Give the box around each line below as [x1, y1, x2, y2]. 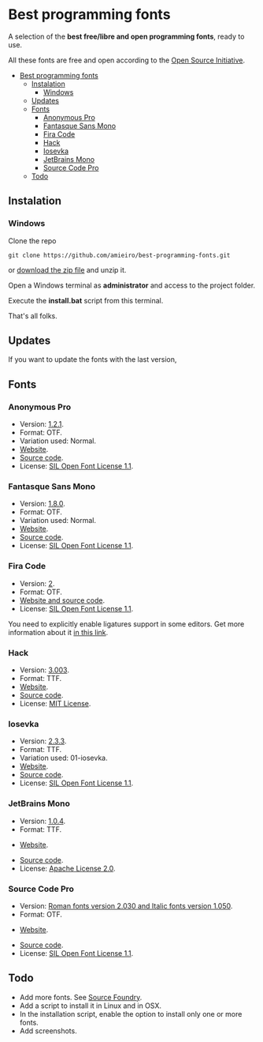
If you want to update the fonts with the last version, [8, 355, 177, 364]
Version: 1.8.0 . [19, 499, 65, 509]
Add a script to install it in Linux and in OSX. [19, 1001, 161, 1010]
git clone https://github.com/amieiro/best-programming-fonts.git [8, 251, 231, 259]
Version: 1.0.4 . [19, 816, 66, 826]
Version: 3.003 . [19, 665, 69, 675]
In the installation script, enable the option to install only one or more [19, 1009, 243, 1018]
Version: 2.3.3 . [19, 736, 67, 746]
